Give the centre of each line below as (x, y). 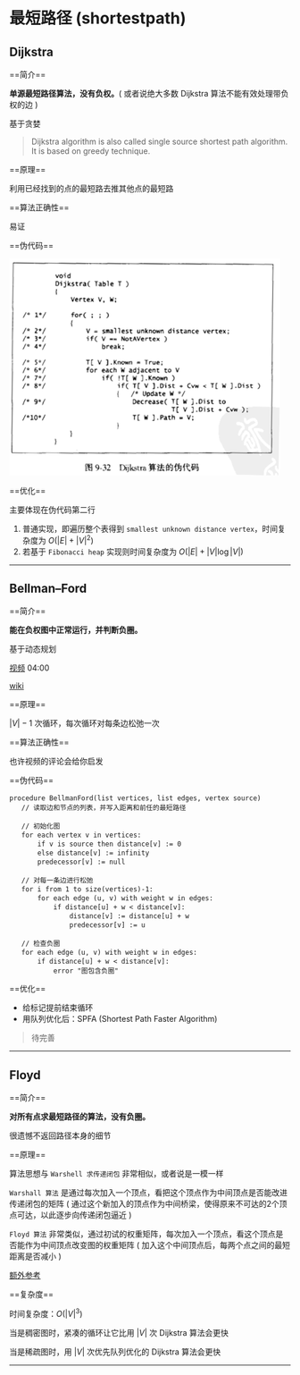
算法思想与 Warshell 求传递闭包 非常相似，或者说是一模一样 (117, 1174)
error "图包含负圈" (86, 971)
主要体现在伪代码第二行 (52, 510)
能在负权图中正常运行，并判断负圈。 (76, 630)
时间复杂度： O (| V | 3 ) (46, 1313)
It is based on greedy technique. (91, 151)
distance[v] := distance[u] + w (129, 916)
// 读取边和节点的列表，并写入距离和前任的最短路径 (104, 808)
